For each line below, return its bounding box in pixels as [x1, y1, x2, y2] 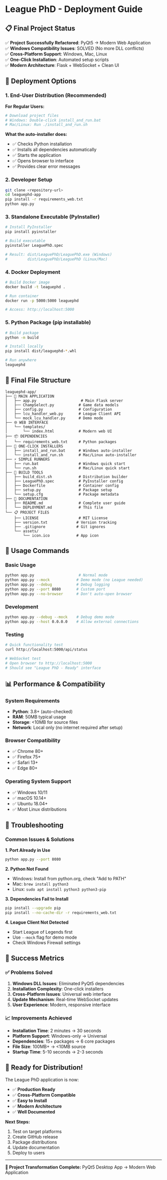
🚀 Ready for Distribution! [5, 1063, 83, 1072]
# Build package [5, 330, 39, 335]
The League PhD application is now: [5, 1077, 79, 1083]
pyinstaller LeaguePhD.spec [5, 243, 64, 248]
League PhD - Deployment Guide [5, 3, 143, 15]
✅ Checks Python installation [12, 141, 72, 147]
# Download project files [5, 113, 59, 118]
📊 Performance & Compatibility [5, 679, 105, 688]
